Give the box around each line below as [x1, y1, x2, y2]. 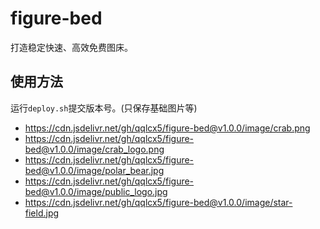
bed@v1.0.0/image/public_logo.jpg [24, 185, 168, 197]
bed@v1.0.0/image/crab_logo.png [24, 143, 165, 155]
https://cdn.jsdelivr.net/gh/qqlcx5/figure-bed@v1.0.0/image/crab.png [24, 122, 311, 134]
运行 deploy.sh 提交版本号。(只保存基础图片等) [10, 102, 198, 114]
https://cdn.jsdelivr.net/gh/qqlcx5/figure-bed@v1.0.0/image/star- [24, 196, 293, 208]
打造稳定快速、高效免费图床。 [10, 41, 133, 53]
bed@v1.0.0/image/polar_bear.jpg [24, 164, 165, 176]
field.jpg [24, 207, 60, 219]
